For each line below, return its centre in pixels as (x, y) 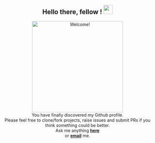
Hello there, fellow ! (72, 12)
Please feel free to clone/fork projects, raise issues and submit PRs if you (77, 120)
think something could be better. (77, 125)
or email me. (77, 135)
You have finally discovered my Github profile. (77, 115)
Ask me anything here (77, 130)
